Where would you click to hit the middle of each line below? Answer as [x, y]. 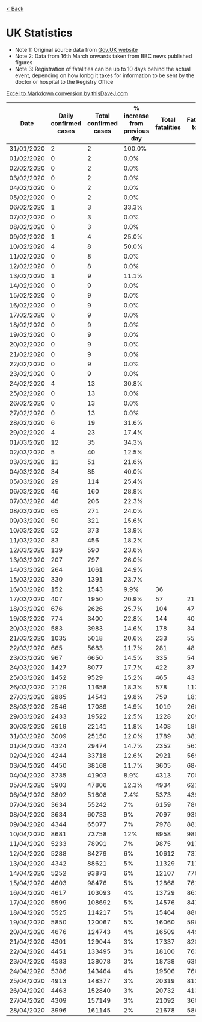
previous [136, 131]
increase [136, 116]
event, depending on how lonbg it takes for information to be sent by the [104, 75]
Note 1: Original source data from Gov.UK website [76, 49]
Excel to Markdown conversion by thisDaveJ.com [67, 93]
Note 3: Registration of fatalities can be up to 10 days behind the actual [103, 69]
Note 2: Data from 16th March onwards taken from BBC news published [103, 56]
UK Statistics [39, 33]
